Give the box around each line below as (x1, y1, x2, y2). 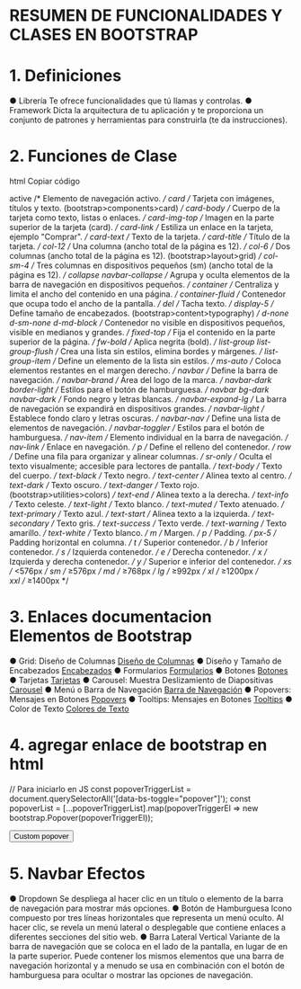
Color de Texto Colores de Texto (9, 703, 129, 714)
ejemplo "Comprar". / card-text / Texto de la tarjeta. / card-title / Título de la (9, 231, 290, 243)
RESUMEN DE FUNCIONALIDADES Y (9, 5, 283, 26)
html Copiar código (9, 176, 81, 187)
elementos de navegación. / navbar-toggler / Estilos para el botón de (9, 423, 265, 433)
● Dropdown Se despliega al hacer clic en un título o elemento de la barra (9, 893, 284, 904)
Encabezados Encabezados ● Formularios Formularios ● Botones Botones (9, 665, 288, 675)
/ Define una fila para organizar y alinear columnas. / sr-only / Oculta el (9, 451, 272, 462)
